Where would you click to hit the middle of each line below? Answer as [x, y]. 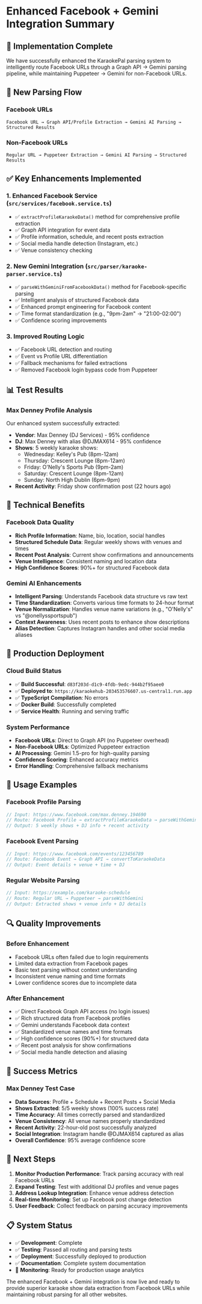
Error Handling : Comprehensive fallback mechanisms [81, 766]
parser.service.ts [33, 274]
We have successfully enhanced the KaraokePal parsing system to [89, 61]
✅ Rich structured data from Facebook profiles [73, 1018]
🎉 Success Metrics [42, 1071]
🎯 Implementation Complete [60, 46]
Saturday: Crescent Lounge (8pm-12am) [74, 473]
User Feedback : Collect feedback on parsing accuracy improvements [101, 1206]
